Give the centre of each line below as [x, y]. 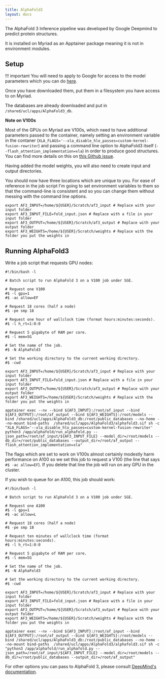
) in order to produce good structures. [120, 151]
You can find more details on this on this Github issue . [60, 156]
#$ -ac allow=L [21, 515]
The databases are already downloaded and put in [56, 106]
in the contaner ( [22, 140]
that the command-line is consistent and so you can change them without [80, 191]
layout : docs [18, 14]
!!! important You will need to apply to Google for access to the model [75, 76]
